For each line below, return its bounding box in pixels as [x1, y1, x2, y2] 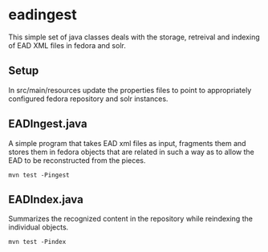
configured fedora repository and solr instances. [8, 94, 169, 104]
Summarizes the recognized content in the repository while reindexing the [8, 214, 253, 224]
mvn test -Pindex [8, 238, 67, 246]
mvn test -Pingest [8, 171, 70, 179]
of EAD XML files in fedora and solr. [8, 40, 126, 50]
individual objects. [8, 222, 69, 232]
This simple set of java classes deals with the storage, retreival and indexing [8, 32, 260, 42]
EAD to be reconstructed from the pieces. [8, 155, 146, 165]
